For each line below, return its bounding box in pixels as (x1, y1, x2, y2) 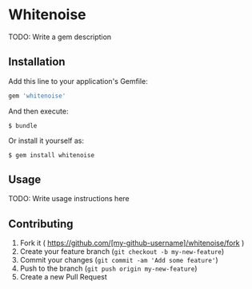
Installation (8, 55, 66, 69)
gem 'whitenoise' (8, 92, 66, 100)
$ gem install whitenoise (8, 151, 94, 159)
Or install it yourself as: (8, 136, 84, 145)
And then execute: (8, 106, 69, 116)
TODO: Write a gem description (8, 32, 112, 42)
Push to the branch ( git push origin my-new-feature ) (19, 263, 198, 273)
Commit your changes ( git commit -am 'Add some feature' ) (19, 255, 218, 265)
